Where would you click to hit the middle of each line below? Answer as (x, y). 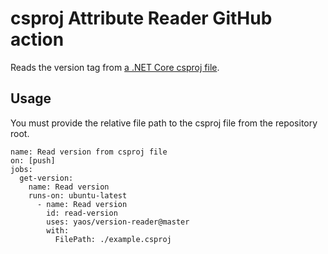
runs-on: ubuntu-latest (78, 195)
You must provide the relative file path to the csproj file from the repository (164, 123)
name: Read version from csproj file (89, 152)
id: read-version (82, 213)
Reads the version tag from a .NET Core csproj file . (115, 67)
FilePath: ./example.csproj (113, 239)
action (37, 39)
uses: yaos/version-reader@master (118, 222)
